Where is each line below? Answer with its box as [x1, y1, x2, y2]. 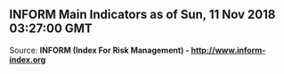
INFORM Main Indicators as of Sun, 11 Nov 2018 [9, 7, 276, 22]
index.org [9, 53, 46, 65]
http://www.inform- [191, 45, 266, 55]
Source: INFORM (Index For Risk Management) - [9, 45, 190, 55]
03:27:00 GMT [9, 21, 93, 37]
